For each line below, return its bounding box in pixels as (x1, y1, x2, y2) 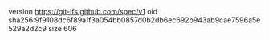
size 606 (47, 24, 78, 33)
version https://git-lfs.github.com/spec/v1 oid (8, 7, 158, 16)
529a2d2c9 (8, 24, 47, 33)
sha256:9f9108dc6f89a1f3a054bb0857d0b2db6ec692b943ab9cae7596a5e (8, 15, 261, 25)
